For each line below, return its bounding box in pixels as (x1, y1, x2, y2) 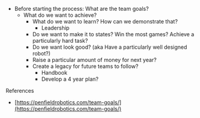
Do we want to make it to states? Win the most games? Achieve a (32, 31, 195, 38)
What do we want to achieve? (23, 11, 97, 19)
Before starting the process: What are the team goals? (14, 5, 149, 12)
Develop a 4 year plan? (41, 75, 99, 82)
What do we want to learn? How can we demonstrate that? (32, 18, 178, 25)
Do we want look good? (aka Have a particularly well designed (32, 43, 187, 51)
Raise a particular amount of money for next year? (32, 57, 157, 63)
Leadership (41, 24, 70, 31)
